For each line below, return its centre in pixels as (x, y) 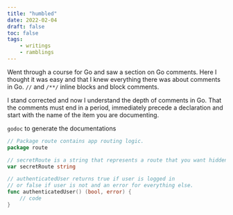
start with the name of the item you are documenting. (83, 114)
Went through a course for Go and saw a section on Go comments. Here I (112, 72)
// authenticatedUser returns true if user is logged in (91, 179)
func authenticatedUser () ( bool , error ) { (69, 192)
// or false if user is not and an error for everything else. (101, 186)
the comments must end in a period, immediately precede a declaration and (115, 108)
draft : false (26, 26)
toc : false (23, 33)
